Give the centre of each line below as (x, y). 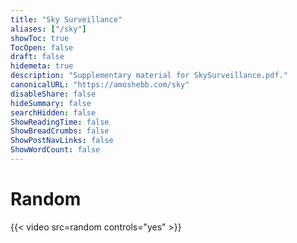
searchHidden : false (53, 112)
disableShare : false (53, 94)
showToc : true (40, 38)
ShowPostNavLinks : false (62, 141)
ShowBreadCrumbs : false (60, 131)
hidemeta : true (42, 66)
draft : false (37, 57)
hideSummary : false (51, 103)
